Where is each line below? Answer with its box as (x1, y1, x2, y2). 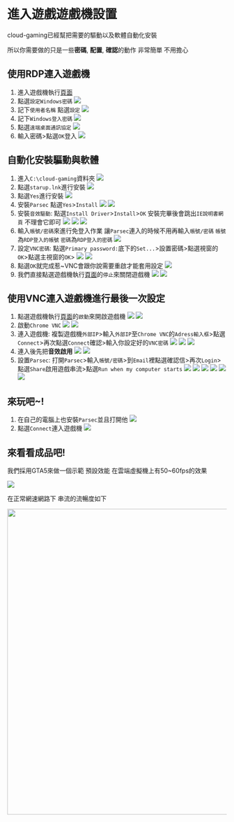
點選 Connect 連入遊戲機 (17, 424, 82, 433)
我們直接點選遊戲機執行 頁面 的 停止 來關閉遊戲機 (17, 270, 150, 278)
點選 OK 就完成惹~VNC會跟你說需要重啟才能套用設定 (17, 261, 164, 270)
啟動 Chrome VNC (17, 321, 61, 329)
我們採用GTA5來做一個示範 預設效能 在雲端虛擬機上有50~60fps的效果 (7, 466, 208, 475)
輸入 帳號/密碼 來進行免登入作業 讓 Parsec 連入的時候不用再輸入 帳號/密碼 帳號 (17, 226, 226, 235)
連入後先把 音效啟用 (17, 347, 73, 356)
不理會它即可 (24, 217, 61, 226)
